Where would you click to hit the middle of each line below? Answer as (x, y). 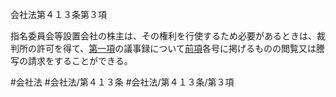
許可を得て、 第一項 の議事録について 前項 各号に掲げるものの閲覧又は (176, 48)
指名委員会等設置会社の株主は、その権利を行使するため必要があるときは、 (163, 36)
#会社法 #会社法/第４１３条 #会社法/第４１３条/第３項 (122, 82)
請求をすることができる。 (80, 61)
